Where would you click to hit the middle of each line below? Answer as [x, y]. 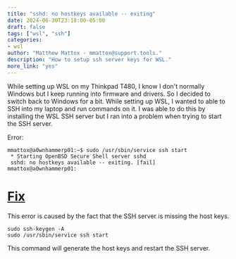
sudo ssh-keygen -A [36, 229]
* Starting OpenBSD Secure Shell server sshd [78, 156]
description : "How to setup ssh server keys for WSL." [89, 60]
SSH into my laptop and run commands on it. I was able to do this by [106, 108]
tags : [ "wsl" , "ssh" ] [39, 33]
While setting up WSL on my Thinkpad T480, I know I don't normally [106, 86]
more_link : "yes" [33, 66]
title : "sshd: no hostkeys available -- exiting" [82, 14]
